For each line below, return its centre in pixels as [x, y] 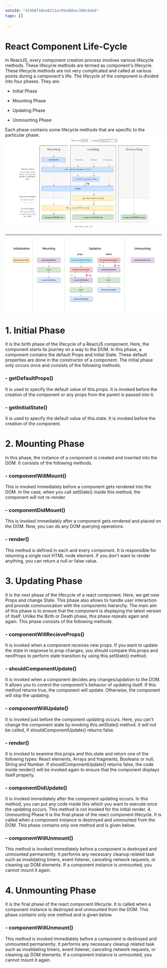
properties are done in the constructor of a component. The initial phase [79, 360]
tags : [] [14, 16]
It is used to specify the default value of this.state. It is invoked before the [80, 418]
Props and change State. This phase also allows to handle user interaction [81, 600]
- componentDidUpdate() [36, 788]
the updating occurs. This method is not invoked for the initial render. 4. [78, 809]
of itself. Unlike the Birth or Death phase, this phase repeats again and [77, 616]
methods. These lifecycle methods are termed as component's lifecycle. [79, 65]
